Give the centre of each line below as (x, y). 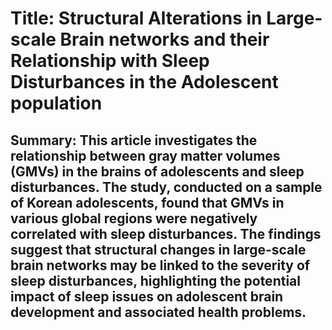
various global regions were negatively (134, 218)
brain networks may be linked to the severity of (160, 265)
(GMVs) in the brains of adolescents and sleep (157, 171)
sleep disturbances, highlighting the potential (155, 280)
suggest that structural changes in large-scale (158, 249)
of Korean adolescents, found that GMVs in (147, 202)
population (56, 103)
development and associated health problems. (158, 312)
